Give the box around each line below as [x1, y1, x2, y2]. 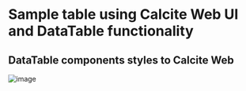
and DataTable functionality [8, 22, 194, 40]
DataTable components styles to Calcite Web [8, 53, 235, 67]
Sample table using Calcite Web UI [8, 5, 239, 24]
